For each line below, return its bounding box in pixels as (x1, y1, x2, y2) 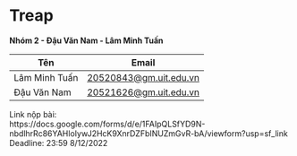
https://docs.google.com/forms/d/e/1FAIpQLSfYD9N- (9, 118, 206, 129)
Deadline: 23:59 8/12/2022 (9, 137, 108, 148)
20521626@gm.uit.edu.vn (86, 86, 199, 99)
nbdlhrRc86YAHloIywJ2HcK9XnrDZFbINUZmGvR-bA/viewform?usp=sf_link (9, 127, 288, 139)
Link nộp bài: (9, 108, 57, 119)
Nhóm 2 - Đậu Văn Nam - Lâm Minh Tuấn (9, 35, 164, 46)
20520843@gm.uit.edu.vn (86, 71, 199, 83)
